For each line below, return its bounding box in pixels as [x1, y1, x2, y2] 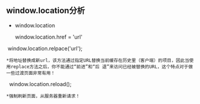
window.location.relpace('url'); [7, 45, 82, 52]
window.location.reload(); [8, 80, 72, 87]
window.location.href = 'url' [14, 33, 82, 40]
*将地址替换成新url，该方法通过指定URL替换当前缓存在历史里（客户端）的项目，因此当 [6, 57, 190, 64]
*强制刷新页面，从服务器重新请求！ [6, 93, 81, 99]
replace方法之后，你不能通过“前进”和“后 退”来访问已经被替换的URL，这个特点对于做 [10, 64, 193, 70]
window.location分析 [6, 5, 85, 16]
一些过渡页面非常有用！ [6, 70, 56, 76]
